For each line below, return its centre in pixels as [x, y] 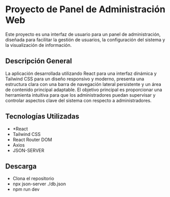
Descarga [21, 166]
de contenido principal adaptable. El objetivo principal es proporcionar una [84, 90]
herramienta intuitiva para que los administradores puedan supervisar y [80, 95]
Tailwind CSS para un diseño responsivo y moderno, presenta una [75, 79]
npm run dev [26, 189]
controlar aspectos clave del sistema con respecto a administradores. [78, 100]
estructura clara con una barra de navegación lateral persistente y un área [83, 84]
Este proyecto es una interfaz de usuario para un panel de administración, [83, 34]
